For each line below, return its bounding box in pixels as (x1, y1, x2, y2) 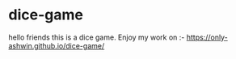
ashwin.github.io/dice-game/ (8, 40, 105, 50)
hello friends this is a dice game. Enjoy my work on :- (8, 32, 185, 42)
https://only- (186, 32, 228, 42)
